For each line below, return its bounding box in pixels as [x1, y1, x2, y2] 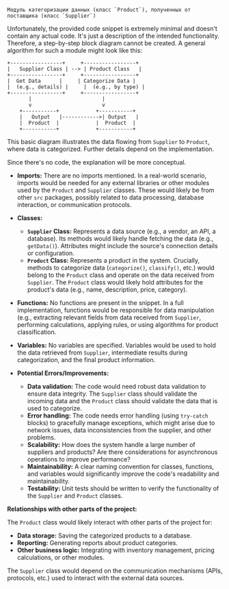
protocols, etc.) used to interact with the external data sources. [7, 574, 185, 582]
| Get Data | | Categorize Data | [7, 77, 136, 84]
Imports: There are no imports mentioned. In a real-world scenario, [16, 171, 207, 180]
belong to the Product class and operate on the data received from [27, 271, 215, 279]
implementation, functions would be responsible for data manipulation [16, 306, 214, 314]
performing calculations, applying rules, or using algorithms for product [16, 321, 219, 328]
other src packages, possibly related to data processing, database [16, 193, 204, 202]
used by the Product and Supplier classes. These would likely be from [16, 186, 215, 194]
